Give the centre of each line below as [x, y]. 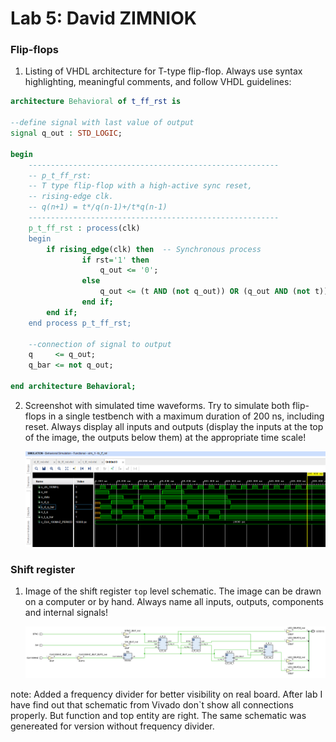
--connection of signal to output [100, 344]
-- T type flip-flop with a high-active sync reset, [140, 186]
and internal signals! [66, 613]
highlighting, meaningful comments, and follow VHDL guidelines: [158, 82]
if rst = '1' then [115, 260]
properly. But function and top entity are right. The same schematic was [158, 715]
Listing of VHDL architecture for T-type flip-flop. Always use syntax [163, 71]
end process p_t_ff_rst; [80, 323]
